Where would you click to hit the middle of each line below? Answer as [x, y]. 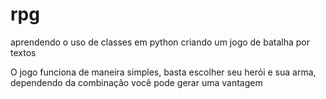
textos [23, 52]
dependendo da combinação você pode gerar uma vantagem [136, 82]
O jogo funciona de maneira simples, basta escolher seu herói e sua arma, [163, 72]
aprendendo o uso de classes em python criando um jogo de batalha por [160, 42]
